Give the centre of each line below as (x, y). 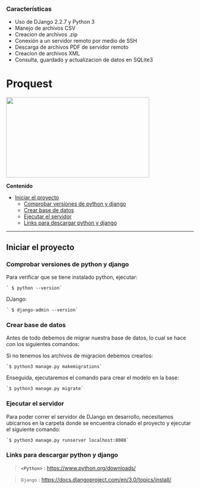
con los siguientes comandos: (43, 344)
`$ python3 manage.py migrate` (45, 389)
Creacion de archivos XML (47, 54)
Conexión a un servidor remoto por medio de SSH (76, 41)
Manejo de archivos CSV (45, 28)
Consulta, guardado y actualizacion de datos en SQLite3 (84, 60)
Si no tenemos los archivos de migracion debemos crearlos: (80, 356)
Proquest (29, 84)
